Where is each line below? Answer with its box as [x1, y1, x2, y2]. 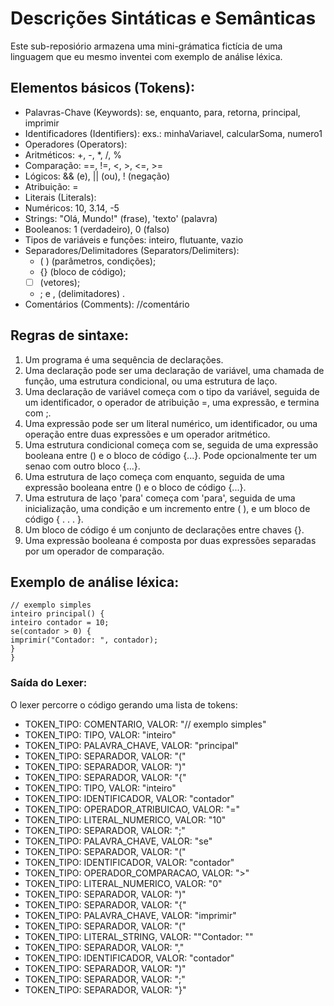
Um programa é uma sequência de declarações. [24, 353, 224, 366]
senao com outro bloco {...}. [24, 460, 141, 472]
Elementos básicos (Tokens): [10, 80, 196, 97]
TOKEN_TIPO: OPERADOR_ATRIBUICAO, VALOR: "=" [24, 803, 241, 815]
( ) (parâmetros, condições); [39, 255, 157, 267]
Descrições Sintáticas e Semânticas [10, 7, 317, 30]
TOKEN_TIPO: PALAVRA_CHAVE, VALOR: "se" [24, 835, 213, 847]
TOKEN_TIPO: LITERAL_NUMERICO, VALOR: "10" [24, 813, 227, 826]
